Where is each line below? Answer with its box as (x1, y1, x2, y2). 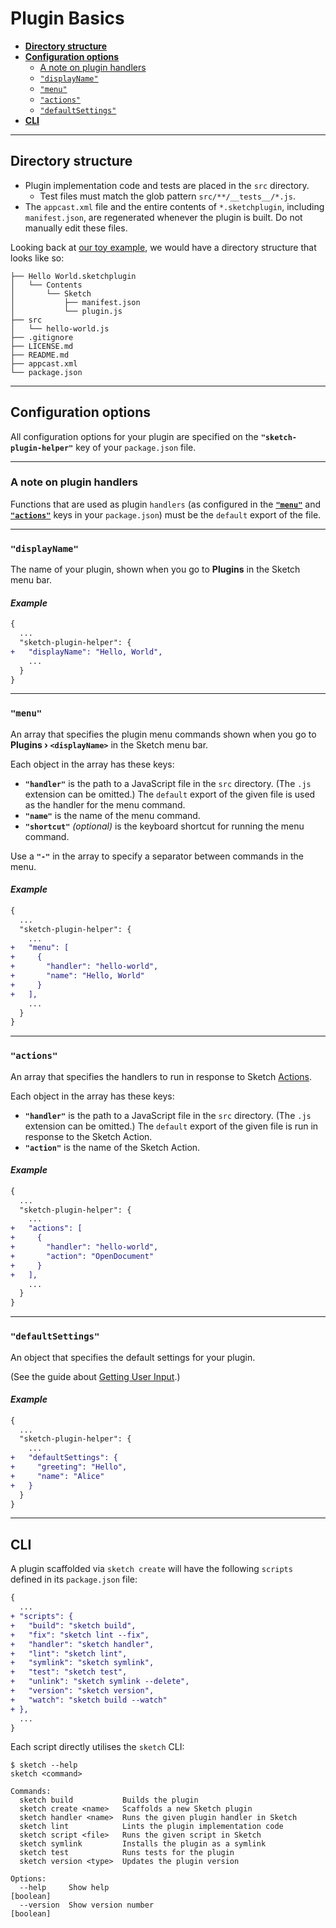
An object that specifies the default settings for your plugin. (10, 1351, 256, 1363)
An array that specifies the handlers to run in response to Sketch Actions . (10, 1070, 312, 1082)
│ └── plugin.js (10, 306, 123, 316)
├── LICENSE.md (10, 341, 74, 351)
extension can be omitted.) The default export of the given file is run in (24, 1120, 319, 1132)
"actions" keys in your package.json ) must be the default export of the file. (10, 508, 322, 521)
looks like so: (10, 252, 65, 264)
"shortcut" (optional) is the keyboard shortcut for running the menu (24, 820, 305, 832)
